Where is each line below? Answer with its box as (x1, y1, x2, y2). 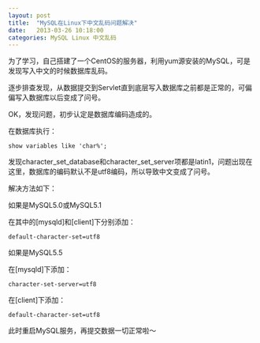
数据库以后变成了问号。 (28, 92, 105, 103)
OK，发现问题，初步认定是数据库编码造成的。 (8, 110, 157, 119)
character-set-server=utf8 (8, 281, 97, 288)
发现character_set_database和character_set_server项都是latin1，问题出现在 (8, 157, 253, 167)
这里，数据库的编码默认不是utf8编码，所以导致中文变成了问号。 (8, 167, 215, 176)
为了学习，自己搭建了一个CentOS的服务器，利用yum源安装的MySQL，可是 (8, 56, 251, 66)
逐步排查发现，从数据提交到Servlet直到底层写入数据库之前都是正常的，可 (8, 83, 246, 92)
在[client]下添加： (8, 296, 66, 305)
